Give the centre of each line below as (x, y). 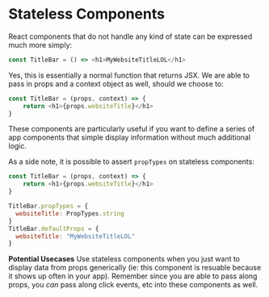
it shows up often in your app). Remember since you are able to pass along (133, 276)
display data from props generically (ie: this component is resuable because (135, 268)
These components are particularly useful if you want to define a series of (132, 129)
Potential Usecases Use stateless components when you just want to (124, 259)
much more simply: (40, 44)
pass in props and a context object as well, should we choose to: (116, 84)
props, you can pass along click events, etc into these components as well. (133, 285)
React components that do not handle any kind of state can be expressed (130, 36)
